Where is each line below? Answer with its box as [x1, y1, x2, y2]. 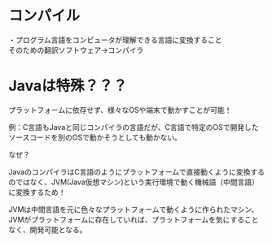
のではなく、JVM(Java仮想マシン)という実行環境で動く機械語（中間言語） [8, 177, 259, 187]
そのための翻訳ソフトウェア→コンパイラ [8, 45, 144, 54]
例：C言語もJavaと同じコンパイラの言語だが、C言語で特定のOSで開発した [8, 122, 259, 132]
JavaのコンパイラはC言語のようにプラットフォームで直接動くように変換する [8, 166, 265, 176]
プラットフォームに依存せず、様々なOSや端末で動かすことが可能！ [8, 105, 232, 115]
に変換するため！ [8, 187, 66, 197]
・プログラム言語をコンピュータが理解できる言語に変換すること [8, 35, 222, 45]
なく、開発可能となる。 [8, 224, 87, 235]
